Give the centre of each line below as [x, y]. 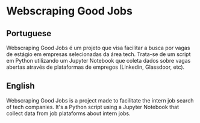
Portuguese [29, 33]
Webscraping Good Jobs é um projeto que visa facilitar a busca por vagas [98, 48]
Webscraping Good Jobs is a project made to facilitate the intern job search [100, 100]
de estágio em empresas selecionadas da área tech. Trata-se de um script [98, 54]
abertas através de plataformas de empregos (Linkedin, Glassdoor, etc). [95, 67]
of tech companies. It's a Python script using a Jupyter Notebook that [93, 107]
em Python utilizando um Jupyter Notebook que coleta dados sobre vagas [98, 61]
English [20, 86]
